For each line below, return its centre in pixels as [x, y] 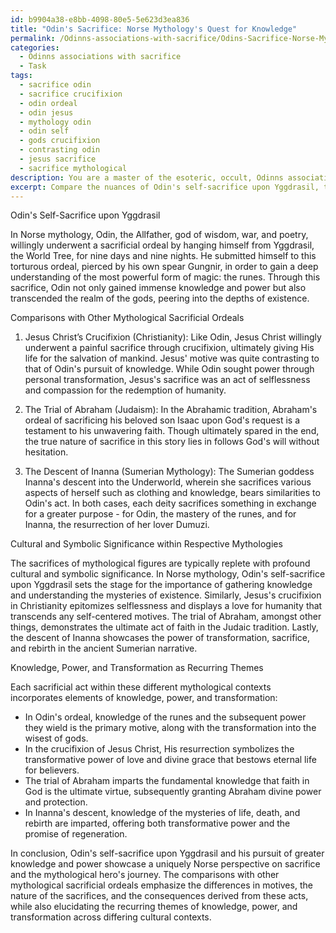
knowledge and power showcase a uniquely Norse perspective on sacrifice [165, 864]
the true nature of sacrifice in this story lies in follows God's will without [172, 442]
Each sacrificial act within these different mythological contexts [141, 687]
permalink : [33, 38]
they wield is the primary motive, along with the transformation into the [170, 728]
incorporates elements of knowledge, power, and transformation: [144, 698]
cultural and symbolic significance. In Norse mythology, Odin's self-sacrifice [168, 574]
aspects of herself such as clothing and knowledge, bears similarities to [172, 493]
